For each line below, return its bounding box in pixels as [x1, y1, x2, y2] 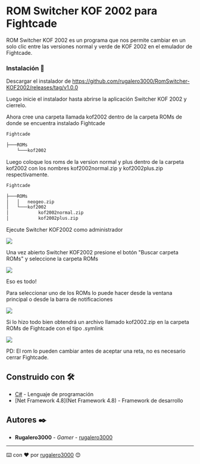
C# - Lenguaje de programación [14, 390, 94, 397]
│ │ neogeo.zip [6, 198, 55, 205]
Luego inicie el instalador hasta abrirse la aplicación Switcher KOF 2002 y [6, 95, 187, 102]
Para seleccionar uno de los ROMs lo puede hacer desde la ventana [6, 289, 173, 297]
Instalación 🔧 [6, 64, 45, 72]
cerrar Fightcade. [6, 354, 49, 361]
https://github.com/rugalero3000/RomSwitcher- [72, 77, 190, 85]
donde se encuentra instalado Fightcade [6, 120, 105, 127]
